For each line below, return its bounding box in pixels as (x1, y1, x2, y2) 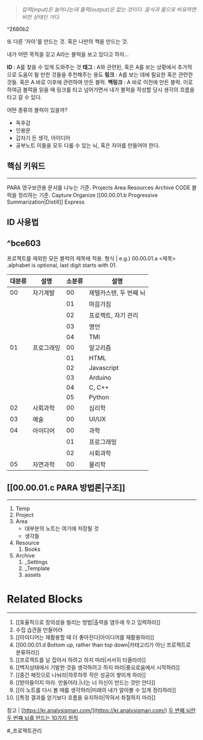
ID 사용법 (7, 217, 39, 228)
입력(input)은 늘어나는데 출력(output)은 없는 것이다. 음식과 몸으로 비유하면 (21, 6, 196, 13)
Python (89, 393, 110, 401)
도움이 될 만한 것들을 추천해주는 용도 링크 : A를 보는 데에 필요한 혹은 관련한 (17, 71, 193, 78)
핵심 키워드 (7, 161, 46, 171)
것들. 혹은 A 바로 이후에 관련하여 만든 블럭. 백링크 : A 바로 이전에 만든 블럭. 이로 (7, 78, 193, 86)
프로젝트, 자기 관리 (89, 312, 139, 320)
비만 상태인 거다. (21, 13, 61, 20)
